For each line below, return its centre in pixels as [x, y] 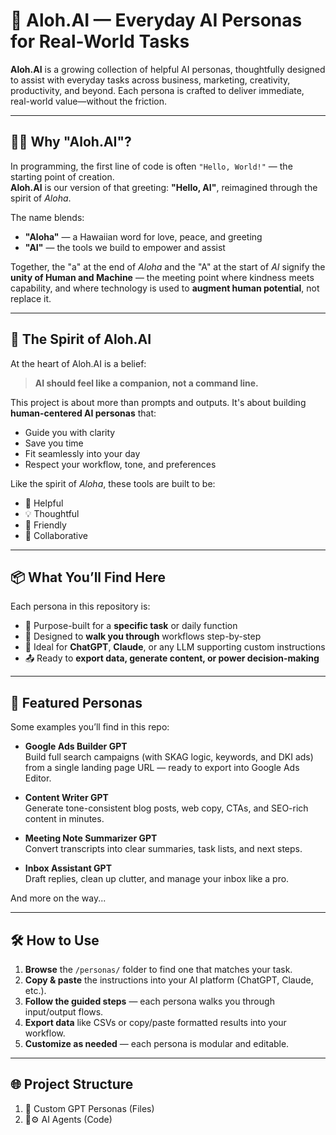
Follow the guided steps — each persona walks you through [149, 1001]
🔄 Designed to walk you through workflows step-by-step [143, 636]
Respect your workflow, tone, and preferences [120, 464]
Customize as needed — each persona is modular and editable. [157, 1043]
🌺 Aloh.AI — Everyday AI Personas [156, 20]
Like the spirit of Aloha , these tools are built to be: [113, 483]
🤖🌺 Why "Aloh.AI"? [71, 142]
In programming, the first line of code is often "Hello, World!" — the [151, 166]
